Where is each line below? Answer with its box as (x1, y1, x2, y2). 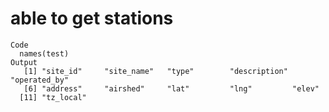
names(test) (19, 48, 70, 59)
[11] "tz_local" (19, 92, 87, 102)
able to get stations (10, 7, 174, 30)
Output (10, 57, 38, 67)
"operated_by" (10, 75, 70, 85)
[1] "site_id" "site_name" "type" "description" (23, 66, 288, 76)
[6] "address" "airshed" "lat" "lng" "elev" (23, 83, 320, 94)
